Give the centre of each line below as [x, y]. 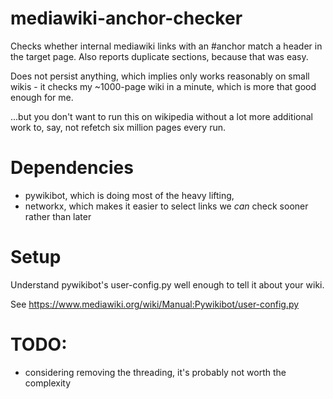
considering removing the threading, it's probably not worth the [155, 372]
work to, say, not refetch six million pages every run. [118, 127]
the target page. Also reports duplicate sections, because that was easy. [159, 56]
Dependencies [72, 168]
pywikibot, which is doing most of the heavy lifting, [129, 195]
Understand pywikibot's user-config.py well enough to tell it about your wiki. [167, 284]
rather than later [58, 216]
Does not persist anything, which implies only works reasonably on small [160, 76]
